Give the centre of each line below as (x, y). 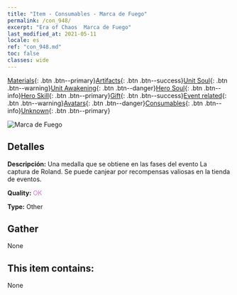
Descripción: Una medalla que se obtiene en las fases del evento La (107, 163)
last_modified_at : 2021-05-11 (52, 34)
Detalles (26, 147)
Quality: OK (25, 193)
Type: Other (25, 206)
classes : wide (28, 60)
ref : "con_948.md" (34, 47)
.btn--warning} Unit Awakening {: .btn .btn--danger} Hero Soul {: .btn (105, 88)
